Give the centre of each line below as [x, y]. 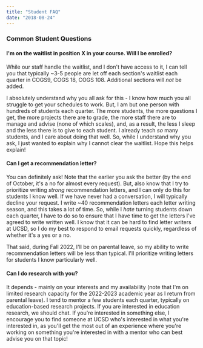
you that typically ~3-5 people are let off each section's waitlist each [92, 73]
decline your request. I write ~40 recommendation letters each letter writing [101, 203]
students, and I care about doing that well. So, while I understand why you [99, 137]
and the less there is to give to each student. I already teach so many [92, 130]
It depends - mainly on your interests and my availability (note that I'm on [98, 287]
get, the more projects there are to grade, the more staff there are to [92, 117]
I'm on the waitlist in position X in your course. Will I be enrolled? [89, 53]
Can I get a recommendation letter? [52, 163]
